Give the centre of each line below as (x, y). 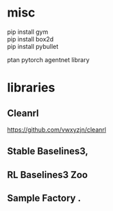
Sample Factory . (44, 198)
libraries (31, 88)
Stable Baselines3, (48, 151)
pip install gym (28, 32)
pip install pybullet (33, 46)
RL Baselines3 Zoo (47, 175)
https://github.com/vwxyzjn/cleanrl (56, 130)
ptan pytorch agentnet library (49, 59)
